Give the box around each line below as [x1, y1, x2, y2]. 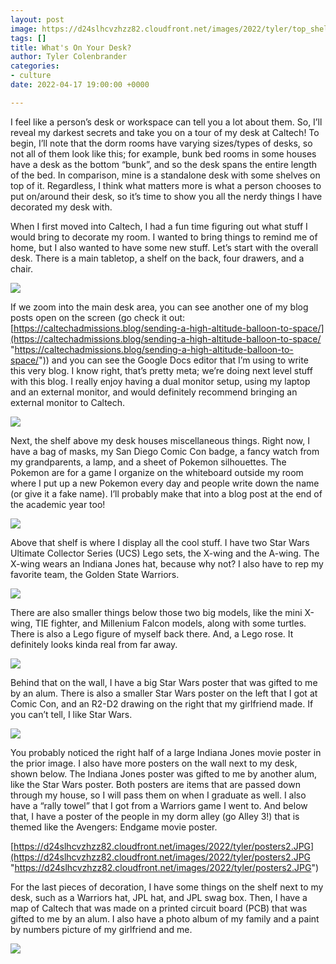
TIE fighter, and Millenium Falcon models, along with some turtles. [34, 617, 307, 629]
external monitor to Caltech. [10, 396, 126, 408]
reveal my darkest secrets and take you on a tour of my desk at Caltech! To [10, 126, 320, 138]
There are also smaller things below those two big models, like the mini [10, 606, 303, 618]
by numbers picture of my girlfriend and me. [10, 923, 193, 935]
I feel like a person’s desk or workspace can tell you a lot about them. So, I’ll [10, 116, 323, 128]
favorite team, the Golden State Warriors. [10, 568, 180, 580]
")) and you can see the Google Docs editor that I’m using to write [38, 354, 309, 366]
